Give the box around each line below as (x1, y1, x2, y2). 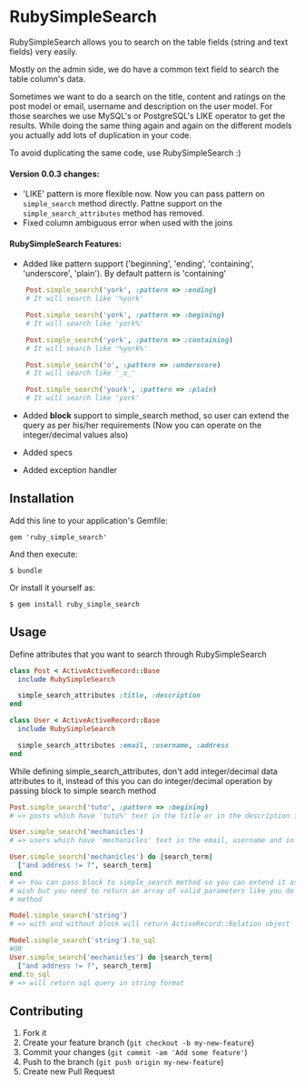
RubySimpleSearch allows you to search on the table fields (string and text (9, 36, 289, 47)
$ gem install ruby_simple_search (9, 599, 141, 608)
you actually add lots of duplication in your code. (9, 129, 192, 140)
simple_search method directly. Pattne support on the (22, 198, 222, 209)
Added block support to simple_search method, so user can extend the (22, 410, 290, 421)
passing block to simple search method (9, 785, 157, 796)
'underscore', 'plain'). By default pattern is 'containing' (22, 268, 227, 279)
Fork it (22, 1028, 47, 1039)
